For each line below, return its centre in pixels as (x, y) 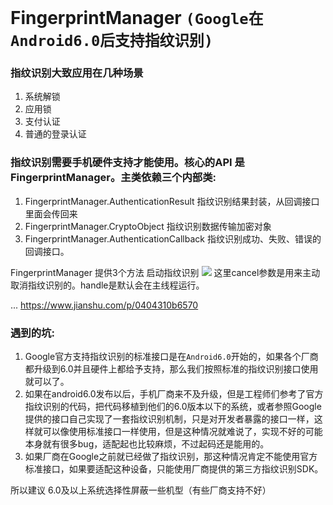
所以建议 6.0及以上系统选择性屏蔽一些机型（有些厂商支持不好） (141, 490)
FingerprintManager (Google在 (137, 18)
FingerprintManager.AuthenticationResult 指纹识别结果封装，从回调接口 (172, 201)
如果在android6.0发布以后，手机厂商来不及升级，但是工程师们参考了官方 (174, 394)
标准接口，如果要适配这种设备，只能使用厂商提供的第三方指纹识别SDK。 (174, 469)
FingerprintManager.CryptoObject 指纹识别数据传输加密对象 (148, 226)
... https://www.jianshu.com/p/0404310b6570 (104, 305)
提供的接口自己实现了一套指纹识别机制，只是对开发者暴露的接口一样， (169, 419)
